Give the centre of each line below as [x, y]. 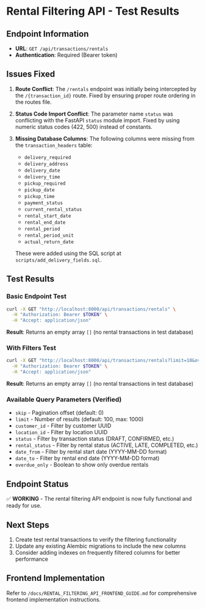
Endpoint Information [48, 34]
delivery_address [46, 164]
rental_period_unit [49, 235]
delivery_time [42, 177]
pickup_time [39, 196]
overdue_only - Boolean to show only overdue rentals [82, 465]
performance [32, 559]
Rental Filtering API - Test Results [93, 11]
